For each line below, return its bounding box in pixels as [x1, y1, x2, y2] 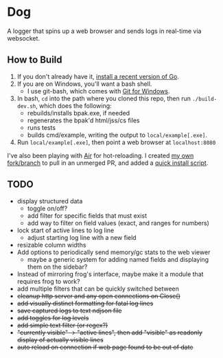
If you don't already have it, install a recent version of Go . [16, 72, 180, 80]
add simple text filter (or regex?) [16, 321, 108, 329]
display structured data [16, 197, 83, 205]
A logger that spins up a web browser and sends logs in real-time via [7, 27, 202, 35]
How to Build [7, 54, 63, 66]
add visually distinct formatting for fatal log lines [16, 299, 154, 307]
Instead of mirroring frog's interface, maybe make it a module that [16, 269, 204, 278]
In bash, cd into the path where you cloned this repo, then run [16, 94, 191, 102]
